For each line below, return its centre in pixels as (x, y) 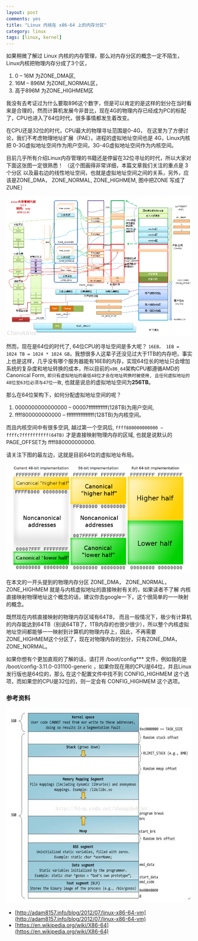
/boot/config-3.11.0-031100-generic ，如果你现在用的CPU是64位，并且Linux (99, 666)
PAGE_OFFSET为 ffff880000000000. (51, 442)
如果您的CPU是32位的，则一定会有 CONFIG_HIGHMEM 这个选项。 (102, 681)
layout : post (22, 12)
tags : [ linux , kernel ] (34, 38)
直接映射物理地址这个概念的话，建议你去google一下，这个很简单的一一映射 (98, 597)
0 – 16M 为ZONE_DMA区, (45, 76)
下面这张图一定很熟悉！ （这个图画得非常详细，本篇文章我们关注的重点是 (95, 165)
